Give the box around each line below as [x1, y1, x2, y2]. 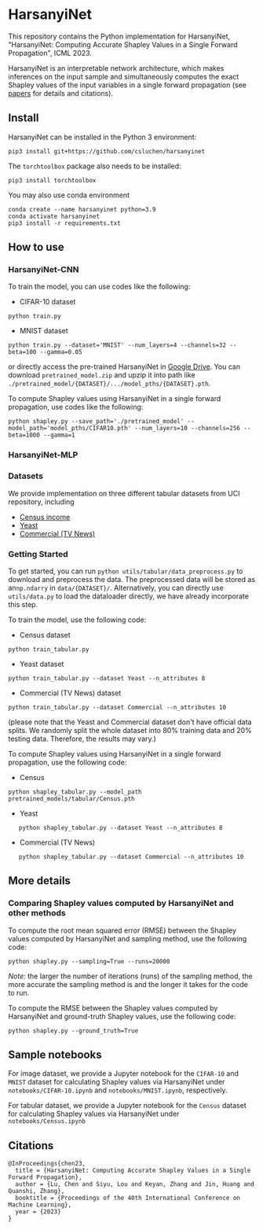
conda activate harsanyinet [8, 212, 100, 220]
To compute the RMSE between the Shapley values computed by [8, 1003, 218, 1012]
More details [8, 875, 71, 888]
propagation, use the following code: [8, 757, 127, 767]
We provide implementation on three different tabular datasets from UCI [8, 488, 240, 498]
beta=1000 [8, 431, 41, 440]
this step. [8, 599, 38, 609]
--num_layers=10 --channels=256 [134, 425, 241, 433]
